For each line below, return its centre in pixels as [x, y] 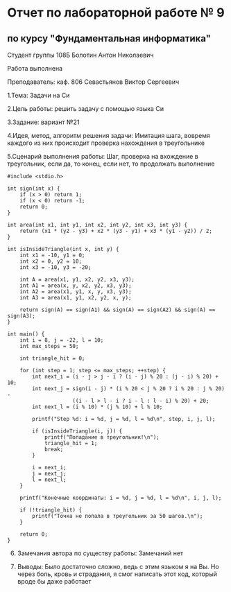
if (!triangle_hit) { [51, 510]
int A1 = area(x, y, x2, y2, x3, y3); [76, 286]
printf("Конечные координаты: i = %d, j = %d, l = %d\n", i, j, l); [121, 498]
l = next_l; [50, 480]
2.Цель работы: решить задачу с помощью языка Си [86, 108]
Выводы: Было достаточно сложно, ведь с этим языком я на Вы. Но [118, 567]
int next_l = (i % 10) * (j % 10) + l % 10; [97, 407]
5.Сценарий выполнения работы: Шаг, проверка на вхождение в [103, 156]
